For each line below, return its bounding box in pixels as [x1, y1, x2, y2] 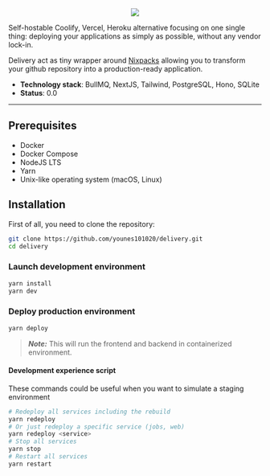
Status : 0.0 [19, 88, 58, 97]
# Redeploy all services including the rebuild [8, 408, 171, 416]
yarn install [8, 279, 52, 288]
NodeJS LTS [19, 157, 62, 167]
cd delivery [8, 242, 48, 250]
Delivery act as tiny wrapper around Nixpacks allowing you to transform [8, 55, 246, 65]
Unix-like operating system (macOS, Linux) [19, 174, 162, 184]
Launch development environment [8, 261, 146, 273]
